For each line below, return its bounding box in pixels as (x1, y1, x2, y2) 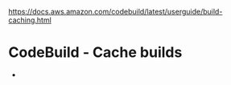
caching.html (8, 15, 52, 25)
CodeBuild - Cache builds (8, 43, 183, 62)
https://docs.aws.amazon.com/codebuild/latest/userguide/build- (8, 7, 223, 16)
